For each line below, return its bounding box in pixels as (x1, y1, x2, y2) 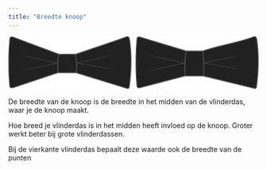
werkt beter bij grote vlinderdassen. (8, 129, 125, 138)
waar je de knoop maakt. (8, 105, 90, 114)
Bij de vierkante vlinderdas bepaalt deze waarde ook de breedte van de (8, 144, 242, 154)
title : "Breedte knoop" (8, 13, 87, 21)
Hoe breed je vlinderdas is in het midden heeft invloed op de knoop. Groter (8, 120, 253, 130)
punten (8, 153, 32, 162)
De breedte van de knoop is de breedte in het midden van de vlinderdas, (8, 96, 246, 106)
